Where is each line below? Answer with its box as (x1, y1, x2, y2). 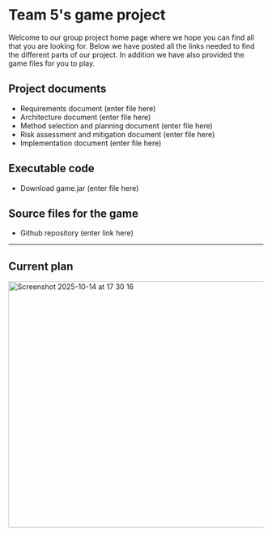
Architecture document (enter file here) (19, 112, 151, 122)
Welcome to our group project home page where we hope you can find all (8, 32, 255, 42)
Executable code (8, 162, 95, 175)
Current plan (8, 259, 74, 273)
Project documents (8, 82, 107, 96)
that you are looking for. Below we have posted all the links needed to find (8, 41, 255, 50)
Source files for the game (8, 206, 139, 220)
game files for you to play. (8, 58, 96, 68)
